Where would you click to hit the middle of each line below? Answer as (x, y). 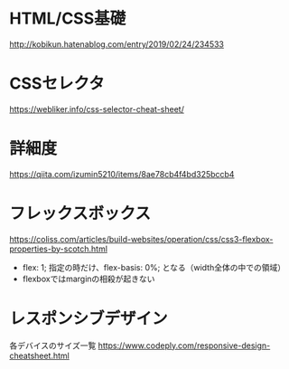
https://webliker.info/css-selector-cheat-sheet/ (97, 109)
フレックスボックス (80, 213)
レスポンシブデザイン (89, 318)
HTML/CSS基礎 (68, 19)
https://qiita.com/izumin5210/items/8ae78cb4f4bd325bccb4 (122, 174)
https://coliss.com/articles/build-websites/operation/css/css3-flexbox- (141, 239)
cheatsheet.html (39, 355)
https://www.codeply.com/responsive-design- (184, 345)
